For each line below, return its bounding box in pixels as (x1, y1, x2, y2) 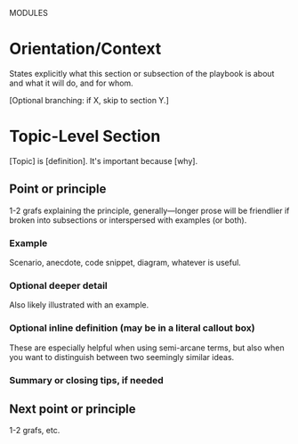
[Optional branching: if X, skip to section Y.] (9, 95, 169, 105)
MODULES (9, 8, 49, 18)
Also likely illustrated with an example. (9, 300, 149, 310)
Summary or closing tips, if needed (9, 374, 165, 386)
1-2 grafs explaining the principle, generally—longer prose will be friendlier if (9, 205, 290, 216)
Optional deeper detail (9, 279, 109, 292)
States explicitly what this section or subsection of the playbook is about (9, 68, 275, 78)
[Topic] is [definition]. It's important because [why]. (9, 155, 198, 166)
